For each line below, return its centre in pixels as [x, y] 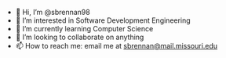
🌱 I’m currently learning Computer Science [84, 29]
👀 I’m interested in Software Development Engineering [103, 20]
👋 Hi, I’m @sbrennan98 [53, 12]
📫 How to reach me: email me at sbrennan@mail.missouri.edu [117, 46]
